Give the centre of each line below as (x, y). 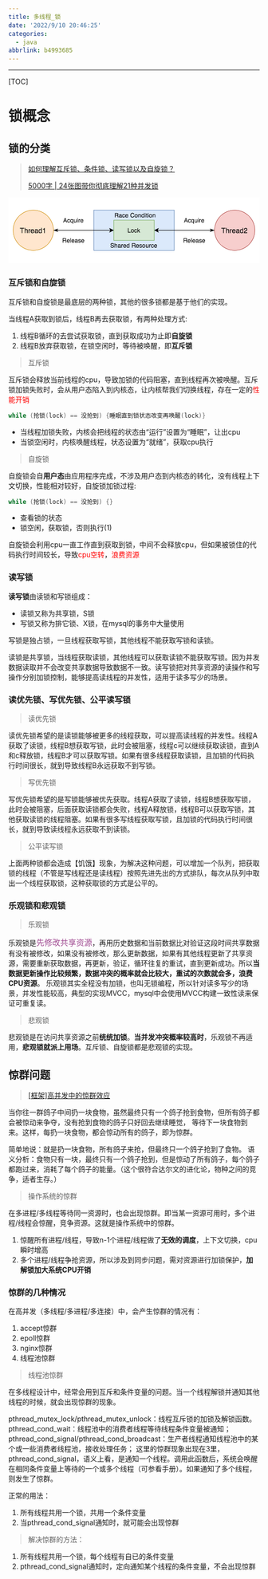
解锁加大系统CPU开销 (55, 1270)
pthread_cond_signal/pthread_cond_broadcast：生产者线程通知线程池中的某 (134, 1439)
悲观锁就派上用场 (50, 1047)
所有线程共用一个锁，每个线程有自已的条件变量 (97, 1557)
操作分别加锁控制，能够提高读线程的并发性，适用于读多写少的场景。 (120, 677)
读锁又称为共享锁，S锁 (57, 613)
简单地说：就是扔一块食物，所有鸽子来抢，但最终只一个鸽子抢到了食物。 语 (132, 1149)
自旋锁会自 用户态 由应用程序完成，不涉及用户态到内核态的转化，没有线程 (127, 475)
